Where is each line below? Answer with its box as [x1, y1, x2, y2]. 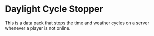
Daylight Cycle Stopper [5, 3, 103, 15]
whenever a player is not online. [5, 25, 71, 31]
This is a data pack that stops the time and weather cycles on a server [5, 20, 150, 26]
